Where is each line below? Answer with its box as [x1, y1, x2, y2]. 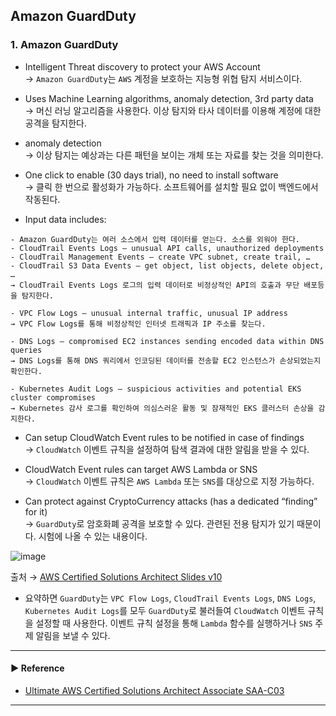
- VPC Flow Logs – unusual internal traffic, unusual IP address [10, 308, 288, 318]
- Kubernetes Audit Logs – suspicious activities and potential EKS [10, 384, 302, 394]
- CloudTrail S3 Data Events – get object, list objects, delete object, [10, 260, 325, 271]
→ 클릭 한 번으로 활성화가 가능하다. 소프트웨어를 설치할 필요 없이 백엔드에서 [24, 180, 319, 193]
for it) [24, 505, 48, 518]
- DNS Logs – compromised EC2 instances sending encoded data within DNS [10, 336, 325, 346]
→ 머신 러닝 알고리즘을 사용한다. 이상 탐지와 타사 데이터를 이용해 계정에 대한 [24, 104, 322, 116]
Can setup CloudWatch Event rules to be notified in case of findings [24, 431, 305, 443]
